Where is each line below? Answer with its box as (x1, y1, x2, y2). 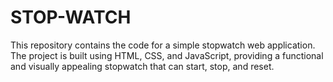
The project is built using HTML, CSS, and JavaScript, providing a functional (10, 49, 324, 61)
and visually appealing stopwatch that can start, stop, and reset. (10, 60, 275, 72)
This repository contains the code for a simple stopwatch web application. (10, 39, 316, 51)
